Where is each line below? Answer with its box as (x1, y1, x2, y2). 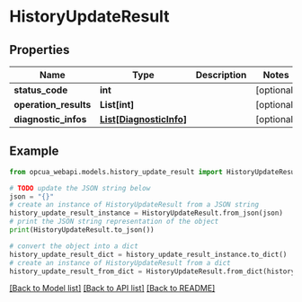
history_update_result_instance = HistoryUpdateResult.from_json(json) (9, 209, 283, 218)
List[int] (100, 99, 135, 111)
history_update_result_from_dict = (9, 267, 143, 276)
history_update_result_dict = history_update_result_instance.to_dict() (9, 250, 288, 259)
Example (9, 144, 59, 159)
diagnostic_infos (13, 113, 87, 125)
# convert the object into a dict (9, 241, 139, 251)
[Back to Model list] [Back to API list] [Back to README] (9, 283, 216, 294)
